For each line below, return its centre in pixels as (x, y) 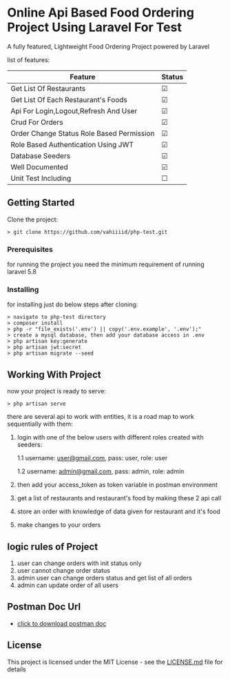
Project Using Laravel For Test (95, 27)
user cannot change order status (63, 570)
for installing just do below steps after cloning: (73, 304)
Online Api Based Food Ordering (101, 13)
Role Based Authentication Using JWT (72, 144)
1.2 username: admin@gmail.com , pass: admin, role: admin (101, 471)
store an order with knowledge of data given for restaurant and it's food (118, 511)
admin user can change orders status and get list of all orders (104, 578)
